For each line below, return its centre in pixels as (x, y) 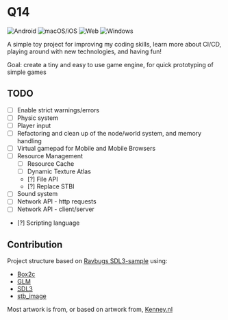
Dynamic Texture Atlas (59, 171)
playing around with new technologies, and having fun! (85, 51)
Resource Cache (51, 164)
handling (29, 141)
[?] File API (42, 180)
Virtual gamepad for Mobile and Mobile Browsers (86, 148)
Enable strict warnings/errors (58, 110)
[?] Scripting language (48, 223)
